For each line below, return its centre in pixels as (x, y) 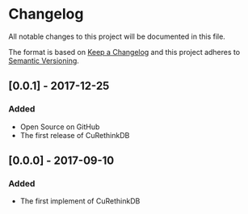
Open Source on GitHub (60, 127)
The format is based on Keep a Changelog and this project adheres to (124, 52)
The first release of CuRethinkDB (75, 135)
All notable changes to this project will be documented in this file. (117, 36)
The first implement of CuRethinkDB (80, 201)
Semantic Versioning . (44, 61)
